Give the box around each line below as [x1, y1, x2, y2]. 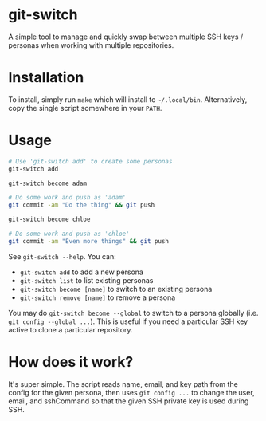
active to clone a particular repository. [8, 325, 133, 334]
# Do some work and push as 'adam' [8, 194, 127, 202]
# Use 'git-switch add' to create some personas [8, 157, 173, 165]
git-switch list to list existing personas [19, 275, 154, 285]
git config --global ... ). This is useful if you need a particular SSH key [8, 317, 248, 326]
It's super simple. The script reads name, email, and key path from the [8, 379, 239, 388]
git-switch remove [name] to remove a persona [19, 293, 176, 302]
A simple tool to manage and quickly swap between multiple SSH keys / [8, 32, 244, 41]
